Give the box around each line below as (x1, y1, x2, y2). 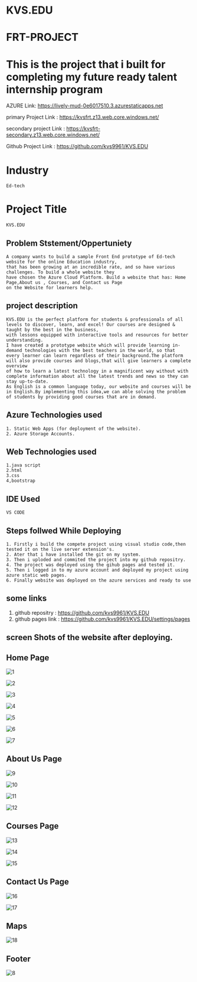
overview (6, 363, 28, 369)
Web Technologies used (6, 447, 97, 457)
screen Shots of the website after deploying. (6, 632, 173, 642)
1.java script (6, 462, 41, 468)
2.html (6, 468, 22, 474)
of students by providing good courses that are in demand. (6, 394, 157, 400)
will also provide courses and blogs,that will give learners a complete (6, 358, 192, 364)
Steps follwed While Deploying (6, 526, 122, 536)
